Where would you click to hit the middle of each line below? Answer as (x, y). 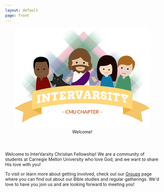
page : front (17, 15)
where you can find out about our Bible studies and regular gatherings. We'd (82, 179)
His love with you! (23, 164)
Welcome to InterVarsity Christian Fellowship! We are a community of (75, 154)
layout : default (22, 10)
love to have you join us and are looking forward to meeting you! (70, 184)
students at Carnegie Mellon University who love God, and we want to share (82, 159)
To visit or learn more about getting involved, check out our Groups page (78, 174)
